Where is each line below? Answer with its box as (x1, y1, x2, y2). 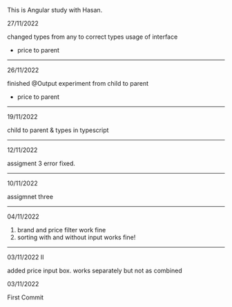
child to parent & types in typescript (7, 126, 109, 134)
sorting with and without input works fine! (17, 233, 136, 241)
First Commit (7, 293, 43, 301)
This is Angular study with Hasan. (7, 6, 103, 14)
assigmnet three (7, 193, 54, 201)
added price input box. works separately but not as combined (7, 266, 183, 275)
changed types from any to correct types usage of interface (7, 32, 178, 41)
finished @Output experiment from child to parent (7, 80, 149, 87)
